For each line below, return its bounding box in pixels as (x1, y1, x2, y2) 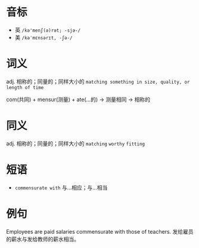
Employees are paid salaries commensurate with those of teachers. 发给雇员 (6, 228, 194, 235)
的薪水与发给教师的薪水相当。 (6, 235, 79, 243)
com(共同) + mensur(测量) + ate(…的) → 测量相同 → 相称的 (6, 96, 151, 103)
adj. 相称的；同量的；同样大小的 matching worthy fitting (6, 140, 145, 147)
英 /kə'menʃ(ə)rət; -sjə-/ (14, 26, 81, 33)
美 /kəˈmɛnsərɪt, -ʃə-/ (14, 33, 73, 41)
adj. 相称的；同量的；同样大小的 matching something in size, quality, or (6, 78, 190, 85)
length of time (6, 84, 44, 90)
